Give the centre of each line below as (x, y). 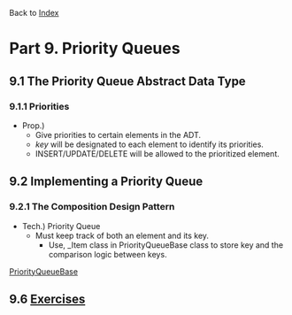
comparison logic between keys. (108, 254)
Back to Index (34, 13)
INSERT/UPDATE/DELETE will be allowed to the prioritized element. (158, 153)
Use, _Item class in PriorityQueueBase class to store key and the (166, 245)
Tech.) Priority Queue (61, 226)
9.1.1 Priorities (39, 106)
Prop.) (33, 125)
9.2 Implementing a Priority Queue (106, 182)
